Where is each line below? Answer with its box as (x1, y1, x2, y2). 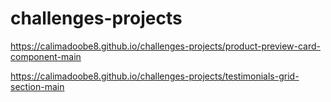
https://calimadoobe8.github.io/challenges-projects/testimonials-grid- (10, 70, 300, 82)
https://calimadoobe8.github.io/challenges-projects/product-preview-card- (10, 40, 322, 52)
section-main (10, 80, 65, 92)
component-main (10, 50, 82, 62)
